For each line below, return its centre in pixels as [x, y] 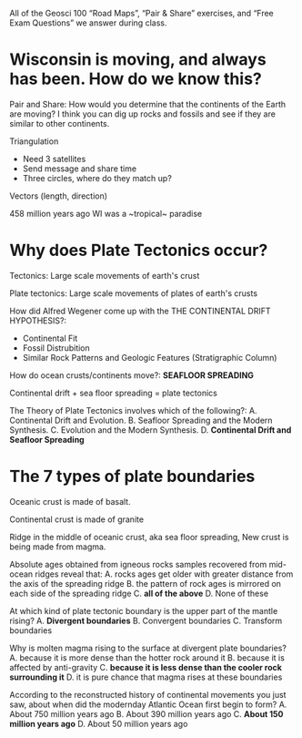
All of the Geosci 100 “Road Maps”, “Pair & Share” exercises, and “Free [142, 13]
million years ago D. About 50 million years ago [99, 723]
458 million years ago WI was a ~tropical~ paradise [106, 213]
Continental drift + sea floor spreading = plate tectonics [114, 393]
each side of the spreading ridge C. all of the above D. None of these [139, 593]
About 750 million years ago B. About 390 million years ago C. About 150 [146, 713]
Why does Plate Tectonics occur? [139, 251]
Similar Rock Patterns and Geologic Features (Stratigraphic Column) [150, 357]
